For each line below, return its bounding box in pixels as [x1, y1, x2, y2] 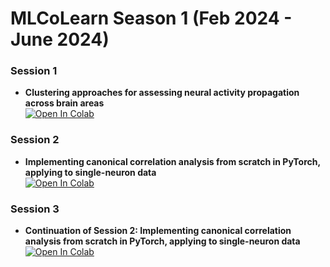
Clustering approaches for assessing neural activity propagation [24, 87, 300, 99]
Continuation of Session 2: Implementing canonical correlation [24, 225, 292, 237]
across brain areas [24, 97, 105, 109]
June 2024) [10, 28, 110, 51]
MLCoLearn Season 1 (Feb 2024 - [10, 7, 293, 30]
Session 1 [10, 64, 58, 78]
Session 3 [10, 202, 60, 216]
